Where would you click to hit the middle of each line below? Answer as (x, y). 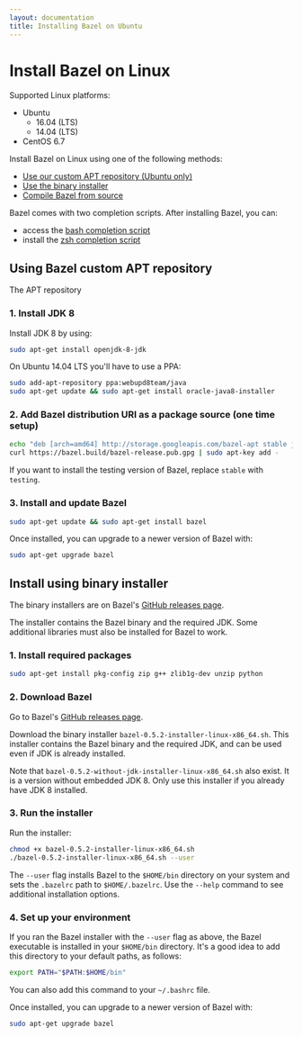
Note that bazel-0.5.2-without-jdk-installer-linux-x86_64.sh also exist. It (149, 771)
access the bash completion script (86, 230)
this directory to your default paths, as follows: (96, 956)
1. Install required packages (71, 655)
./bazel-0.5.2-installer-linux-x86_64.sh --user (102, 857)
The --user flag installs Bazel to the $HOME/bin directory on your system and (150, 875)
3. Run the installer (51, 813)
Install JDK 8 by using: (51, 333)
